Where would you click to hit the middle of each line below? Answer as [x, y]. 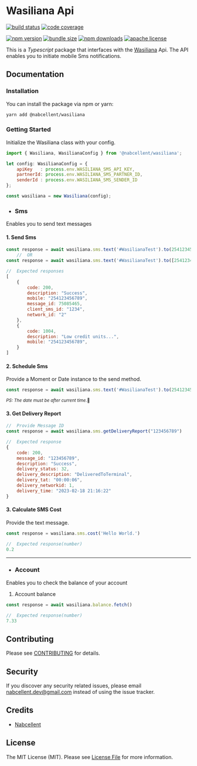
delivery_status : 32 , [43, 469]
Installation [23, 91]
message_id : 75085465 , [55, 304]
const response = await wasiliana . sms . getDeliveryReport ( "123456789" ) [94, 431]
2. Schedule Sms [27, 366]
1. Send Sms [21, 237]
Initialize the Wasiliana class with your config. [61, 142]
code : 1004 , [42, 331]
